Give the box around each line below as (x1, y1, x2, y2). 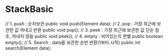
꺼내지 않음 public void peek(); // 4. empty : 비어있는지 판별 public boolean (12, 33, 163, 39)
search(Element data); (5, 45, 51, 51)
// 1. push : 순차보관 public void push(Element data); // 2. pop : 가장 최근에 (5, 20, 156, 26)
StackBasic (5, 3, 54, 15)
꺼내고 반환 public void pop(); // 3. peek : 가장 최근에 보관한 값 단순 (20, 26, 154, 33)
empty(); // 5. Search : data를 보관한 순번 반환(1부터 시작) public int (5, 39, 140, 45)
